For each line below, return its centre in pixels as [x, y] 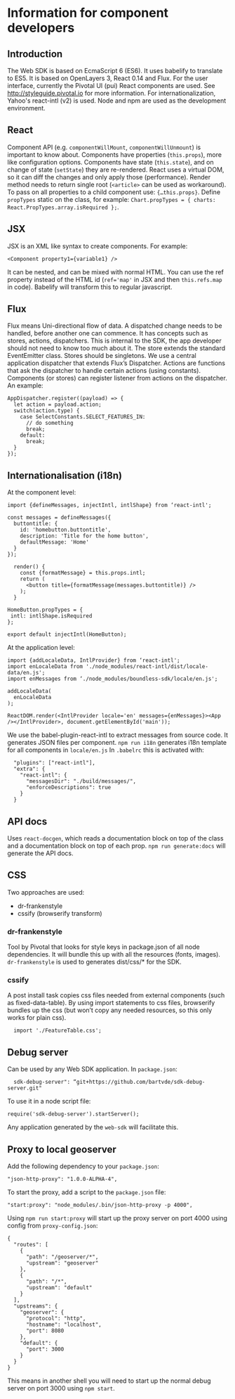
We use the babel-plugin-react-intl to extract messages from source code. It [118, 735]
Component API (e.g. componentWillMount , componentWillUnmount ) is [104, 147]
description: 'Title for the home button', [85, 536]
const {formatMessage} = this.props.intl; [83, 573]
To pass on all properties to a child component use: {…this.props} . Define [114, 192]
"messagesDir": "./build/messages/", [81, 781]
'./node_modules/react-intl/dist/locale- [147, 667]
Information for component [88, 13]
